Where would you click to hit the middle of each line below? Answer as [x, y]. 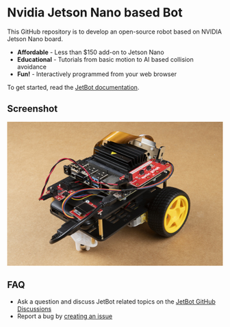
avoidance [31, 66]
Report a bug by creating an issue [65, 316]
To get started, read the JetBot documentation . [73, 87]
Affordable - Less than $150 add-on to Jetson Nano [90, 52]
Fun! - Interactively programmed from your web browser [97, 74]
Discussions [34, 308]
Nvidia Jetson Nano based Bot [95, 13]
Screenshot [33, 109]
